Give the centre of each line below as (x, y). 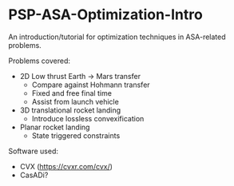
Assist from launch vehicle (75, 101)
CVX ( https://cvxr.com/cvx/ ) (66, 166)
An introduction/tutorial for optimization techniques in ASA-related (117, 37)
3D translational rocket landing (70, 110)
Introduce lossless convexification (88, 118)
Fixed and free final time (71, 93)
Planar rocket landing (55, 127)
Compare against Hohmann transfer (91, 85)
